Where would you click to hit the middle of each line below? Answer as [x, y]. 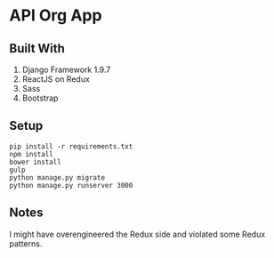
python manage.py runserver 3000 [71, 185]
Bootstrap [40, 98]
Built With [37, 48]
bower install [36, 162]
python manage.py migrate [57, 177]
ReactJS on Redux [56, 79]
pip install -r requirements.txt [71, 146]
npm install [31, 154]
